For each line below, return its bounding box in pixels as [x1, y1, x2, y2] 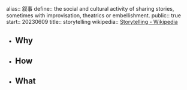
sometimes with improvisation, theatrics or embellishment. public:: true [6, 12, 182, 19]
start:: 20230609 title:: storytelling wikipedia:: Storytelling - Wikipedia [6, 18, 178, 25]
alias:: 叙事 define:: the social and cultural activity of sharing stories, [6, 5, 174, 12]
